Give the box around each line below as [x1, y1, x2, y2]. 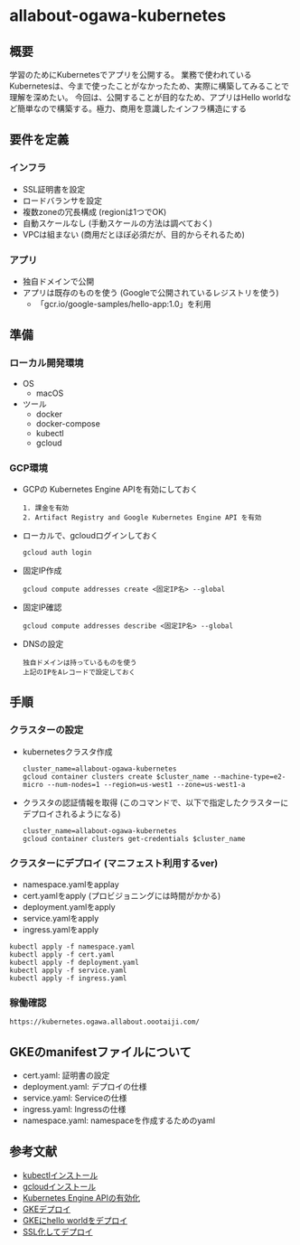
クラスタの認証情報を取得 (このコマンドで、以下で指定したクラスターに [22, 797, 289, 808]
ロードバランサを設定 [22, 195, 102, 206]
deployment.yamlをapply [22, 901, 116, 913]
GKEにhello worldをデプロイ [22, 1214, 128, 1225]
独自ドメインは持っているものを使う [22, 658, 137, 667]
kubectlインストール [22, 1169, 98, 1180]
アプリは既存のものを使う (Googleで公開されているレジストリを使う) [22, 286, 279, 298]
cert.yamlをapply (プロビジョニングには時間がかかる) [22, 890, 221, 901]
